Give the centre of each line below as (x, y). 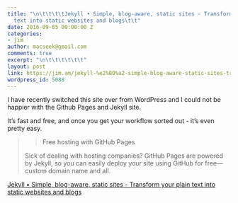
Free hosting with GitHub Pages (89, 142)
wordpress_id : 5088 (36, 80)
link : (15, 73)
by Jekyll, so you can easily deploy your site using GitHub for (114, 163)
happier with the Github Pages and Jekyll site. (74, 108)
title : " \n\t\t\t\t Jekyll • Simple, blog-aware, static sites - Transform (120, 14)
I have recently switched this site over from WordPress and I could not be (114, 100)
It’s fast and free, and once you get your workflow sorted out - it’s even (111, 121)
